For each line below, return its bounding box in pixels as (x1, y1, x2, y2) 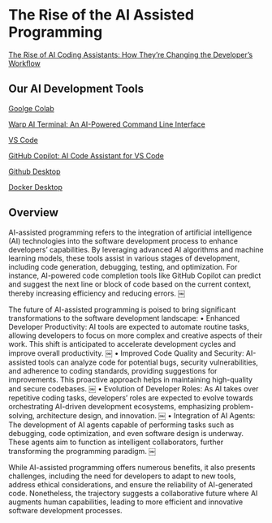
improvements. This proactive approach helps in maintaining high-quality (8, 374, 253, 384)
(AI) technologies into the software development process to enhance (8, 236, 238, 245)
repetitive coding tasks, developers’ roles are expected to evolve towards (8, 392, 254, 403)
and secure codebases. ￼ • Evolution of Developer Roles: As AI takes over (8, 383, 259, 393)
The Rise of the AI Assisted (8, 6, 195, 24)
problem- (222, 401, 254, 411)
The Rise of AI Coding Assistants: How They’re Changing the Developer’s (8, 50, 253, 59)
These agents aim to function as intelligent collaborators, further (8, 437, 224, 447)
